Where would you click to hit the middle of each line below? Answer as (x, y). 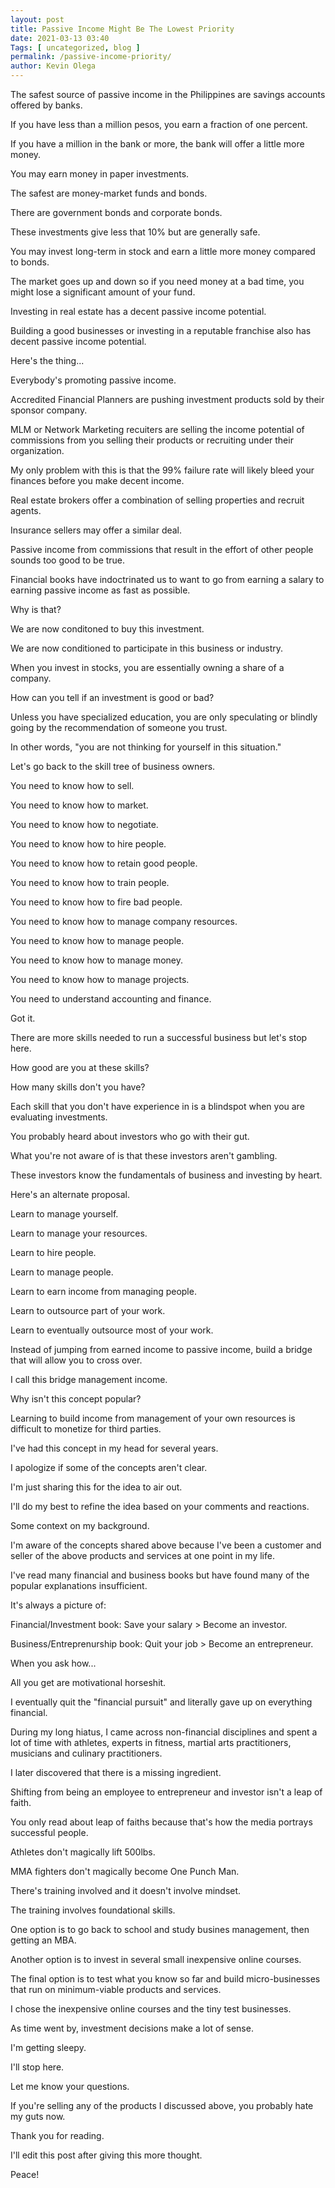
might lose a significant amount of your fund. (103, 292)
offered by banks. (46, 105)
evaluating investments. (59, 1117)
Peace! (25, 2174)
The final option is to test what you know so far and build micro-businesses (165, 1979)
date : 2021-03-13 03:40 (60, 38)
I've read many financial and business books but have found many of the (160, 1575)
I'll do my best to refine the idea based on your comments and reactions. (160, 1506)
